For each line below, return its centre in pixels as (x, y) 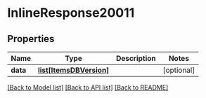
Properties (31, 39)
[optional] (179, 70)
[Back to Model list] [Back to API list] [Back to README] (88, 87)
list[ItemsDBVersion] (73, 70)
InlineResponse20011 (71, 13)
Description (136, 58)
